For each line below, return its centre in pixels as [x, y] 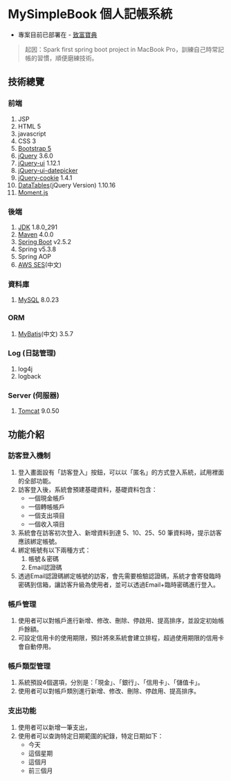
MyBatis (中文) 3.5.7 [45, 333]
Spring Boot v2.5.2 [45, 241]
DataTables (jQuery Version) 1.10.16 [67, 185]
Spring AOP [34, 256]
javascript [32, 134]
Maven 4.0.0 [36, 234]
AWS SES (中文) [39, 264]
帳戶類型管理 [29, 666]
